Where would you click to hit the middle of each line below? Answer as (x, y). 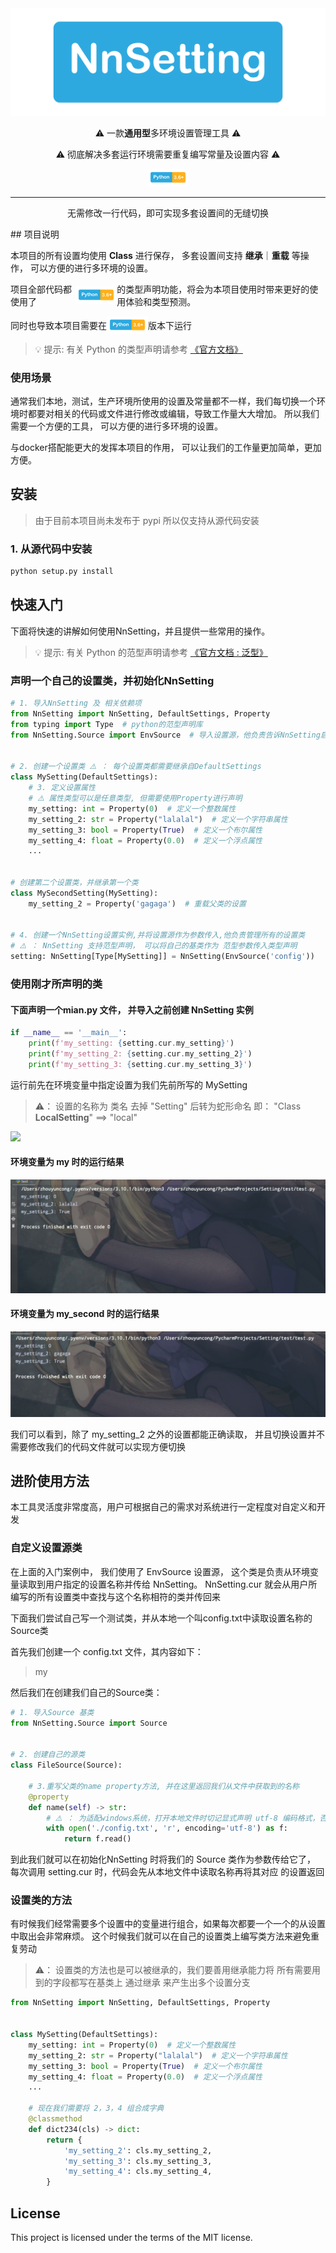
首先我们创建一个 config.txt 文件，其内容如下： (107, 1651)
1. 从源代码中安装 (51, 549)
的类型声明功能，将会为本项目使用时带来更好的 (213, 289)
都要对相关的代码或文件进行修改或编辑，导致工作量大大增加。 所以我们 (173, 414)
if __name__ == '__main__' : (69, 1033)
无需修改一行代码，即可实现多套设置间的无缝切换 (168, 213)
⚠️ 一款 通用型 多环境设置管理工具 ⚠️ (168, 133)
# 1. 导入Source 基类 (52, 1712)
